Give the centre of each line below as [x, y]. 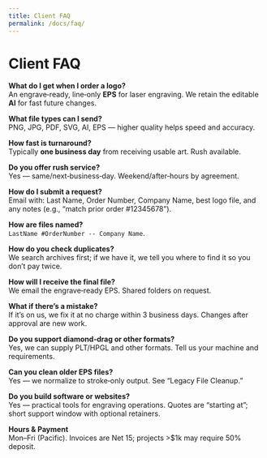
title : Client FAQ [39, 16]
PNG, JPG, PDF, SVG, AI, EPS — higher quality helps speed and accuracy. [132, 127]
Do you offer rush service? [54, 168]
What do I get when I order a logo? [67, 86]
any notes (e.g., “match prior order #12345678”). [90, 209]
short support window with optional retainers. [84, 413]
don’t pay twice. [35, 266]
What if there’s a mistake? [53, 306]
